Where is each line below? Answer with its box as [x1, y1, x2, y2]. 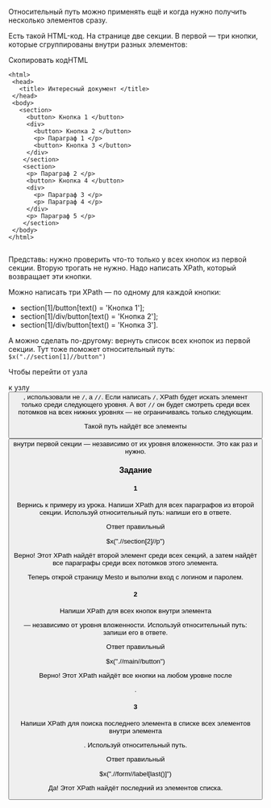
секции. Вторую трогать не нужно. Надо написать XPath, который [8, 263, 236, 273]
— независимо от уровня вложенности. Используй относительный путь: [23, 621, 248, 629]
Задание [119, 466, 152, 475]
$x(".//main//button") [106, 657, 165, 665]
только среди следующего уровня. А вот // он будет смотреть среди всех [21, 400, 250, 408]
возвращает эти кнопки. [8, 272, 93, 281]
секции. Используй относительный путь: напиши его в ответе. [39, 508, 232, 517]
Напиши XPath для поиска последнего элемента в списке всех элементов [19, 718, 252, 727]
